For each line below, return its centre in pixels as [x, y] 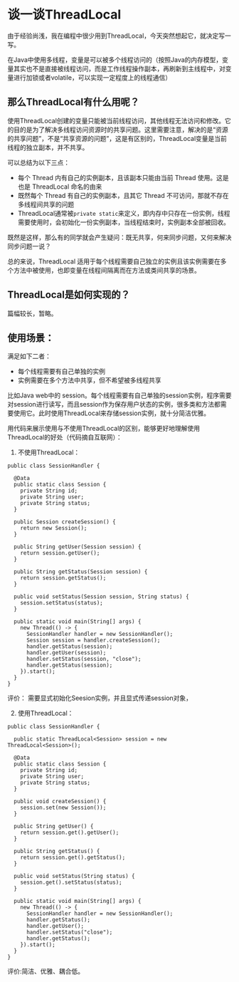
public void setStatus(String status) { [74, 877]
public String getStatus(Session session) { [81, 572]
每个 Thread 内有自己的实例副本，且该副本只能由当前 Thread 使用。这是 [123, 177]
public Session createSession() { [65, 522]
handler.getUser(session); [66, 653]
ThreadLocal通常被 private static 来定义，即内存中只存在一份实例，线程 [124, 213]
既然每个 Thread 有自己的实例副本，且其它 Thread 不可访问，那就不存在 [123, 195]
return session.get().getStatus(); [73, 858]
